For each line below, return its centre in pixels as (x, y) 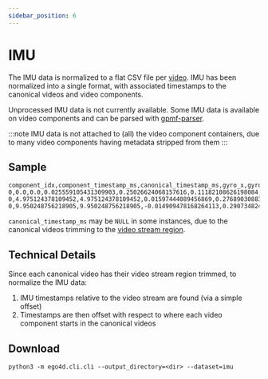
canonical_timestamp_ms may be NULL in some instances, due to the (118, 221)
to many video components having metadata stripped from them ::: (118, 142)
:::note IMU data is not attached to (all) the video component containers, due (134, 133)
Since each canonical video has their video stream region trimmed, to (122, 274)
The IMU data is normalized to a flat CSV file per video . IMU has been (122, 77)
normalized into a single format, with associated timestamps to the (118, 85)
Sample (28, 167)
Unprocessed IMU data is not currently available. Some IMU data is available (134, 109)
